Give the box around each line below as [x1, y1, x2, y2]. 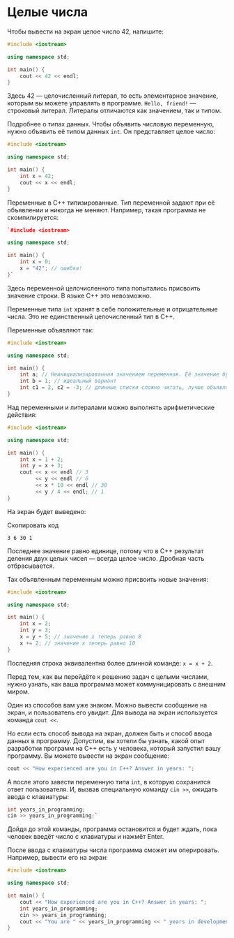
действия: [7, 410, 37, 419]
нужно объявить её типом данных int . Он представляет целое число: [7, 127, 216, 136]
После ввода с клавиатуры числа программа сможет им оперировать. [7, 846, 219, 854]
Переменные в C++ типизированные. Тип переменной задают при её [7, 198, 215, 207]
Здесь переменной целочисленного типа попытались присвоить [7, 284, 201, 292]
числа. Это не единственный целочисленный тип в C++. [7, 312, 175, 321]
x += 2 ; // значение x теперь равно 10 [19, 640, 136, 647]
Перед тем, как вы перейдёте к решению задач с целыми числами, [7, 672, 209, 681]
